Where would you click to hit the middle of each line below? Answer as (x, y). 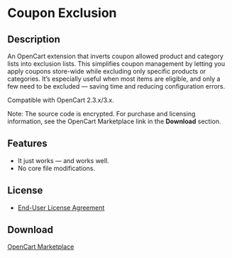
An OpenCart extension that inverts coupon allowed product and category (115, 56)
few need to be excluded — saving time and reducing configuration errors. (116, 86)
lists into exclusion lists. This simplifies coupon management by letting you (116, 64)
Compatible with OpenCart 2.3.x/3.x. (61, 100)
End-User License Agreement (61, 208)
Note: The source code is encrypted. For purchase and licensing (101, 114)
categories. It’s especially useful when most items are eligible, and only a (114, 79)
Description (34, 39)
